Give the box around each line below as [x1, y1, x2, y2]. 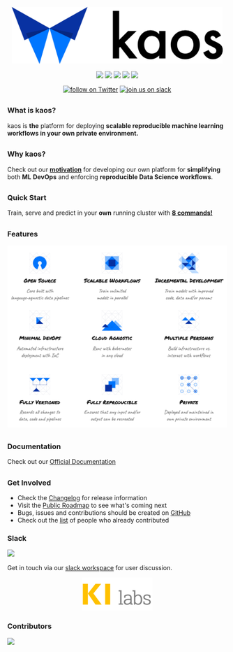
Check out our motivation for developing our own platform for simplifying [7, 165, 221, 173]
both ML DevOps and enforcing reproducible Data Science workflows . [7, 172, 213, 181]
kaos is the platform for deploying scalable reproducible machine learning [7, 121, 224, 129]
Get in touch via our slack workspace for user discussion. [7, 564, 173, 572]
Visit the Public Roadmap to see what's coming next [17, 501, 167, 509]
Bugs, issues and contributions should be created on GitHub [17, 508, 191, 517]
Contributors [7, 621, 52, 631]
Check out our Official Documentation [7, 458, 116, 466]
